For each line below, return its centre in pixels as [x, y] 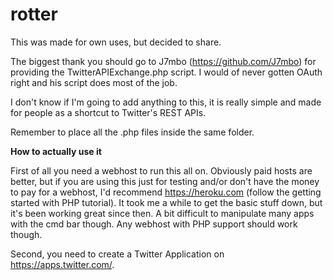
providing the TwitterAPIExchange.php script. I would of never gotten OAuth [166, 72]
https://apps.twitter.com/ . [62, 264]
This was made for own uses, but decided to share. [116, 42]
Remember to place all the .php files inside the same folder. [132, 132]
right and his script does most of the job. [94, 82]
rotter [34, 14]
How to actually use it [56, 151]
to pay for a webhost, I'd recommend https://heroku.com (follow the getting [166, 192]
